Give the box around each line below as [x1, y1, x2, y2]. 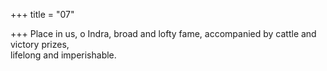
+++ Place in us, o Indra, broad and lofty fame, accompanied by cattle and [10, 28, 317, 39]
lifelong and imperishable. [10, 49, 117, 61]
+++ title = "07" [10, 9, 75, 20]
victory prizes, [10, 39, 70, 50]
